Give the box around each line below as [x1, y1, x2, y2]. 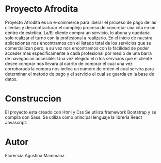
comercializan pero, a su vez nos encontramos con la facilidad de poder [5, 45, 149, 51]
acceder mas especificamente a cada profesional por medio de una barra [5, 50, 152, 56]
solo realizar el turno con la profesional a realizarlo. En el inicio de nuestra [5, 35, 153, 41]
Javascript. [5, 119, 28, 125]
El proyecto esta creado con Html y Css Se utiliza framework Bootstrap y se [5, 109, 157, 115]
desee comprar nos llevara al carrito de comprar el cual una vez [5, 61, 133, 66]
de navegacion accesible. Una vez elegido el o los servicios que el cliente [5, 55, 152, 61]
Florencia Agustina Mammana [5, 152, 64, 158]
